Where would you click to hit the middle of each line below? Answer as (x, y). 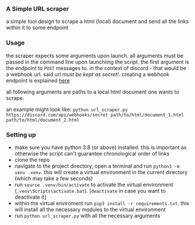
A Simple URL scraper (37, 9)
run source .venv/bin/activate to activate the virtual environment (94, 184)
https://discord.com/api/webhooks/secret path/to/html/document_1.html (95, 115)
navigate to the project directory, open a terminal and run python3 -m (97, 166)
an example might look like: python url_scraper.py (67, 109)
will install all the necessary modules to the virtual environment (90, 209)
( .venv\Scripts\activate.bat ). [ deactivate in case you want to (90, 191)
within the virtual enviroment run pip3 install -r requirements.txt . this (102, 203)
